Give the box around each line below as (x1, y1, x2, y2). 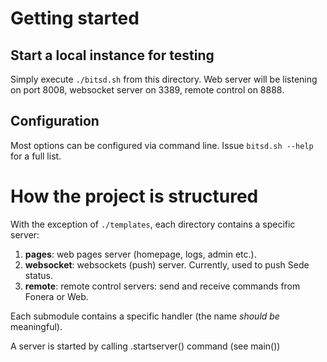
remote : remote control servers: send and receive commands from (24, 280, 301, 292)
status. (24, 269, 53, 281)
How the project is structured (10, 185, 259, 207)
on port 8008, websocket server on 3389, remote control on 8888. (10, 84, 285, 96)
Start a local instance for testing (10, 47, 215, 64)
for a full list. (10, 150, 62, 162)
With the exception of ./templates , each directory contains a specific (10, 218, 296, 230)
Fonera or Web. (24, 290, 89, 302)
